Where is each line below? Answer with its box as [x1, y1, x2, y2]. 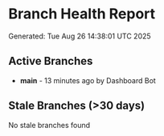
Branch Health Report [8, 5, 156, 23]
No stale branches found [8, 120, 91, 130]
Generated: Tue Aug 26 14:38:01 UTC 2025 [8, 31, 151, 41]
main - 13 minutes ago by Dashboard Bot [19, 75, 157, 85]
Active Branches [8, 54, 93, 68]
